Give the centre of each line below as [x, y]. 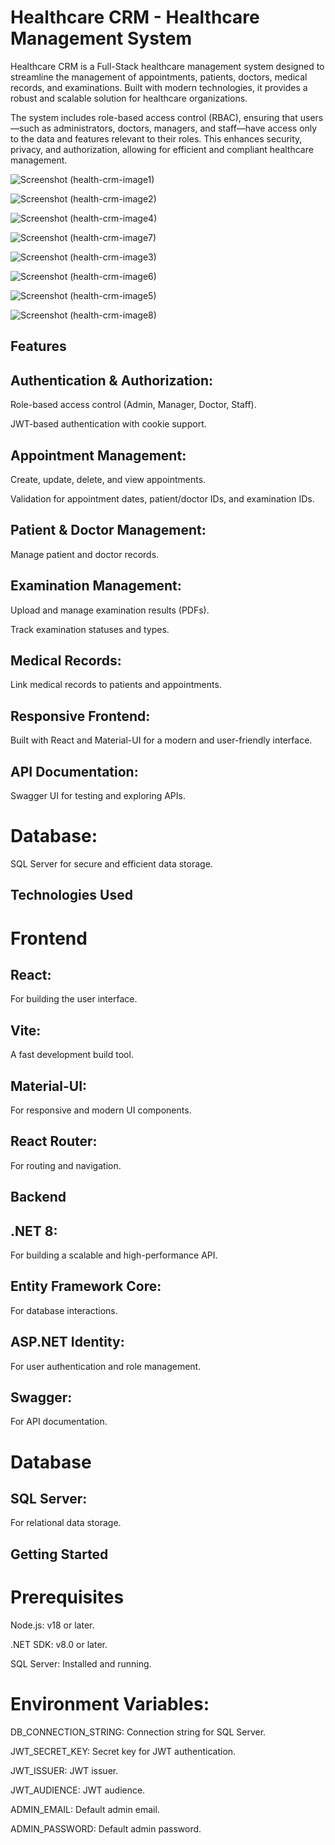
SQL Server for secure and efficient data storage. [111, 863]
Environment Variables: [110, 1703]
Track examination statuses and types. [90, 629]
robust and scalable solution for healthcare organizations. [129, 98]
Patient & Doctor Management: [108, 530]
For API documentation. [59, 1422]
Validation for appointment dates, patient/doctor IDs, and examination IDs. [162, 498]
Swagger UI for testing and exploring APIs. [98, 796]
